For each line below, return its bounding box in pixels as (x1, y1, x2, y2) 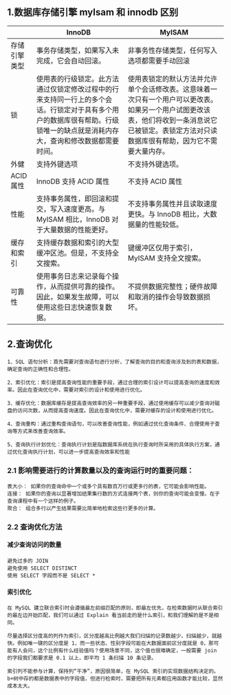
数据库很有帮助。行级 (49, 115, 119, 125)
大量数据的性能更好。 (43, 225, 112, 234)
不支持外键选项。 (127, 159, 184, 169)
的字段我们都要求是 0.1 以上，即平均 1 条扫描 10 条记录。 (7, 654, 157, 662)
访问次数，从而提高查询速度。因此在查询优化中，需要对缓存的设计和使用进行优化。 (16, 407, 217, 414)
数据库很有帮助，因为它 (127, 136, 204, 145)
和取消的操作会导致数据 (127, 292, 204, 301)
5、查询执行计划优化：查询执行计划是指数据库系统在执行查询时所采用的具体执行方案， (7, 441, 215, 448)
